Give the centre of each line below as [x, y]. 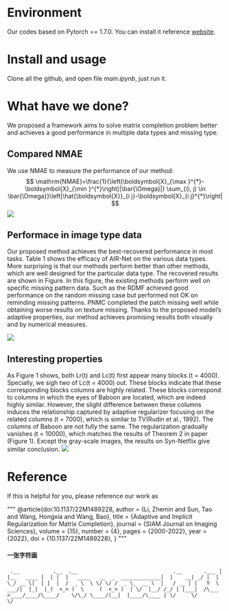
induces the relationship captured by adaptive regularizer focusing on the [111, 412]
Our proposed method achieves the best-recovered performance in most [110, 251]
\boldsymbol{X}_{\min [56, 188]
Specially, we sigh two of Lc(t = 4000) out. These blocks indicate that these [114, 383]
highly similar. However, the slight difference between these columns [104, 405]
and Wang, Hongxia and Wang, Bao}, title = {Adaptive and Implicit [100, 517]
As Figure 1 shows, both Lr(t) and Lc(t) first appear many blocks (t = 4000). [113, 376]
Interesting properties [55, 359]
